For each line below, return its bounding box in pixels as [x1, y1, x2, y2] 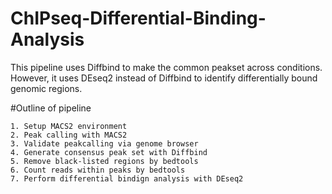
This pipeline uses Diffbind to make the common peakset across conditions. [10, 61, 323, 73]
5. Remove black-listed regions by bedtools [10, 156, 199, 166]
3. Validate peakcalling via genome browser [10, 138, 199, 149]
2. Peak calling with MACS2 [10, 130, 128, 140]
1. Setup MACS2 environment [10, 121, 128, 131]
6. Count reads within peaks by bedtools [10, 165, 186, 175]
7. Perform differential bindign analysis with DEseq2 [10, 173, 244, 184]
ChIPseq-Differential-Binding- [10, 7, 267, 30]
